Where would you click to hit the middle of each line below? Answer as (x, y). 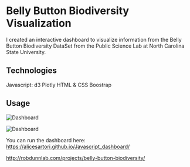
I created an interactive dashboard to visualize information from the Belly (94, 39)
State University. (26, 52)
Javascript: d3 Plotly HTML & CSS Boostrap (59, 85)
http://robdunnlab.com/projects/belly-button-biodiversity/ (76, 158)
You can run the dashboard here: (46, 140)
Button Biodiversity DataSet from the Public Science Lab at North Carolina (95, 46)
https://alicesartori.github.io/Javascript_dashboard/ (68, 146)
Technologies (32, 71)
